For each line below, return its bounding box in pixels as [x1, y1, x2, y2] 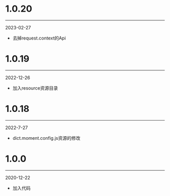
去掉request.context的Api [12, 35, 66, 41]
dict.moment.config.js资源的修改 [12, 135, 80, 141]
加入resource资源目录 [12, 85, 58, 91]
